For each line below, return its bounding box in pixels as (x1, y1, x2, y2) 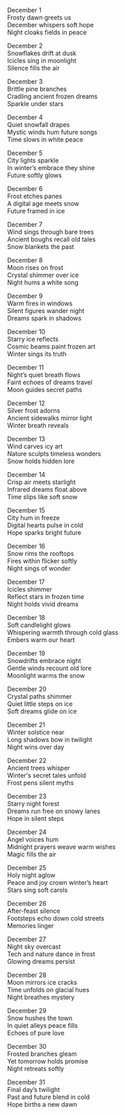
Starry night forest (7, 800, 60, 807)
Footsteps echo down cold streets (7, 914, 105, 923)
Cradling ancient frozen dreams (7, 92, 98, 100)
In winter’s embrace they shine (7, 164, 95, 172)
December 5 (7, 149, 43, 157)
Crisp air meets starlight (7, 478, 76, 486)
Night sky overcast (7, 943, 61, 950)
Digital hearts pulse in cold (7, 521, 83, 529)
